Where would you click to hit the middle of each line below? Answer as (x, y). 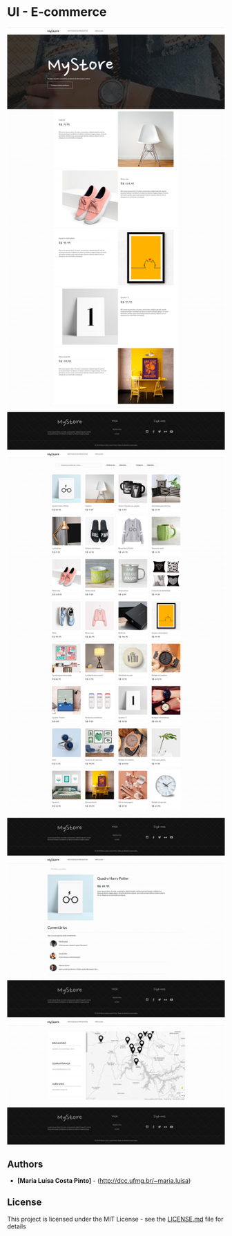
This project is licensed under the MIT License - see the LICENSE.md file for (115, 1219)
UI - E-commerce (57, 12)
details (17, 1226)
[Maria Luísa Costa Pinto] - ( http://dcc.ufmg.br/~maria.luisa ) (104, 1180)
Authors (25, 1164)
